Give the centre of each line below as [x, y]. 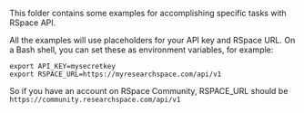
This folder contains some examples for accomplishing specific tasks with [148, 13]
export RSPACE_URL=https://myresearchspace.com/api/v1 [116, 74]
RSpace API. [33, 23]
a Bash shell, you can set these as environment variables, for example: [142, 50]
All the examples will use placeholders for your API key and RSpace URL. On [152, 40]
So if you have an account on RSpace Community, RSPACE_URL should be [149, 91]
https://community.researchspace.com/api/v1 [95, 99]
